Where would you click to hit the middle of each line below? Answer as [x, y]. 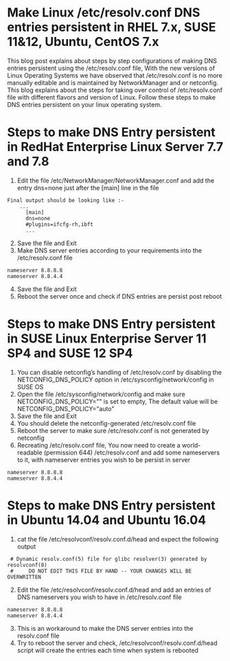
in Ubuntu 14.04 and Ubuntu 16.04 [107, 520]
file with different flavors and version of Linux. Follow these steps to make [112, 97]
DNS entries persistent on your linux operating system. [85, 104]
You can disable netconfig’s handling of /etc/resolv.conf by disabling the [119, 372]
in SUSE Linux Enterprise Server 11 [107, 339]
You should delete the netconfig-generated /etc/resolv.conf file [106, 423]
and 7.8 [28, 162]
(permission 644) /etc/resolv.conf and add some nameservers [132, 452]
